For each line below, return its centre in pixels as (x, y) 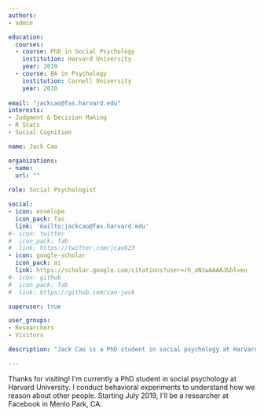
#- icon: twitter (37, 233)
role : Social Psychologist (52, 190)
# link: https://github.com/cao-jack (71, 292)
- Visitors (26, 336)
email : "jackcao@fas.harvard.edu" (65, 103)
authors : (22, 15)
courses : (29, 44)
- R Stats (24, 125)
